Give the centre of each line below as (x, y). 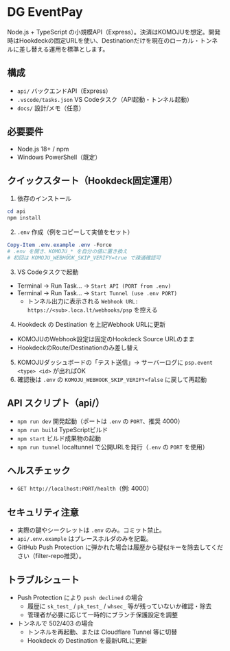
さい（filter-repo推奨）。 (51, 556)
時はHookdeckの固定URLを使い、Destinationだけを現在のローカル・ (104, 40)
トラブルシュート (43, 580)
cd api (16, 212)
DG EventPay (45, 12)
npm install (24, 218)
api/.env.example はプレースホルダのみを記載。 (84, 539)
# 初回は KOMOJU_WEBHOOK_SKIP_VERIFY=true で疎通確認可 (84, 258)
